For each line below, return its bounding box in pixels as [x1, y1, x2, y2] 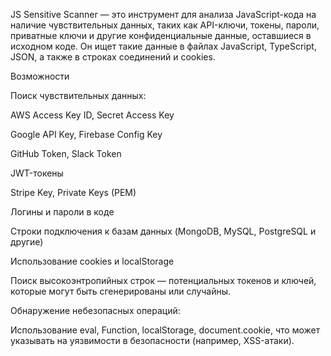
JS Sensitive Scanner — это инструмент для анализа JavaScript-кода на [10, 9, 317, 20]
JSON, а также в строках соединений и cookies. [10, 51, 216, 63]
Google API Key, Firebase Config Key [10, 129, 163, 140]
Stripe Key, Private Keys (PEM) [10, 187, 137, 198]
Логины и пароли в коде [10, 206, 115, 218]
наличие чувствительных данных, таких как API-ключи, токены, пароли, [10, 19, 320, 31]
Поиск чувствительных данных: [10, 90, 147, 101]
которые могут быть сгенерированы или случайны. [10, 285, 232, 297]
